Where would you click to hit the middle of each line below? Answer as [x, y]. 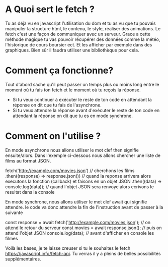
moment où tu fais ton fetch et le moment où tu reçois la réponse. [73, 90]
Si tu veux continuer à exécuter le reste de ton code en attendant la [82, 99]
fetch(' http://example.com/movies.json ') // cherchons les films [70, 171]
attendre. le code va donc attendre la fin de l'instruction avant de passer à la [84, 207]
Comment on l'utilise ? [53, 136]
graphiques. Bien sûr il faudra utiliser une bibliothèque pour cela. [72, 50]
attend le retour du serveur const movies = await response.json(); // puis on [83, 228]
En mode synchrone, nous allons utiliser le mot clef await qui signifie [76, 202]
